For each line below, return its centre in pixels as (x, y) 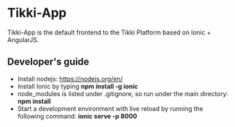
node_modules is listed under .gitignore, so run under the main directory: (123, 93)
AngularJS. (23, 39)
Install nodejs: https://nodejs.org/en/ (70, 79)
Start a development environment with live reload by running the (110, 108)
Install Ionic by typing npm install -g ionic (78, 86)
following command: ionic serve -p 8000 (77, 116)
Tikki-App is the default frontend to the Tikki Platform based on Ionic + (109, 32)
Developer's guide (48, 62)
